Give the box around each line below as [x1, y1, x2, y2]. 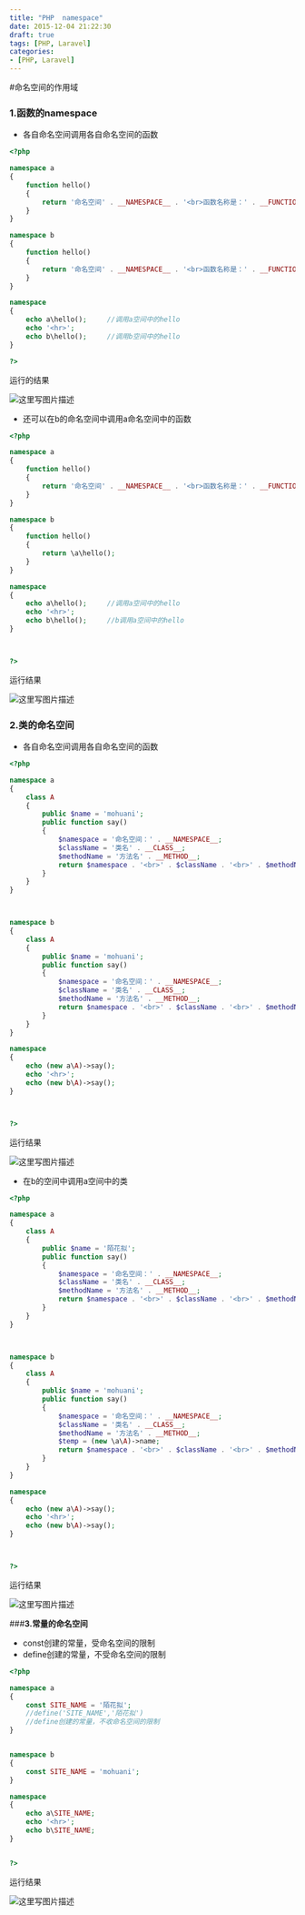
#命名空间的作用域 [9, 82, 79, 92]
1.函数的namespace [9, 106, 98, 119]
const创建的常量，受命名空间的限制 [22, 1637, 156, 1648]
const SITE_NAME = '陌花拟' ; [25, 1700, 132, 1709]
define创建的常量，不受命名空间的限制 [22, 1648, 166, 1659]
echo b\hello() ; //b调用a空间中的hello [25, 616, 184, 625]
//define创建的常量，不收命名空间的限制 [25, 1717, 161, 1727]
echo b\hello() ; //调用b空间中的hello [25, 331, 181, 341]
